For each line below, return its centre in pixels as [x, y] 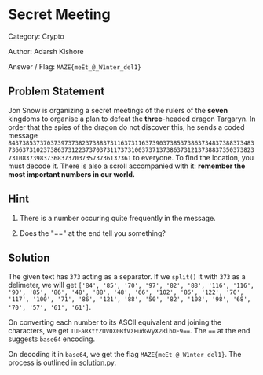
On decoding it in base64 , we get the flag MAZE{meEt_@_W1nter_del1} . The [125, 355]
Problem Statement [57, 92]
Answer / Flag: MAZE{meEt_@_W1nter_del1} [75, 66]
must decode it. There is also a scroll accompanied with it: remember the [127, 166]
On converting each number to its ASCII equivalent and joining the [115, 322]
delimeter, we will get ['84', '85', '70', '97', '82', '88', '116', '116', [131, 285]
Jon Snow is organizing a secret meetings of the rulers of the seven [118, 110]
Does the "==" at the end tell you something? [93, 233]
